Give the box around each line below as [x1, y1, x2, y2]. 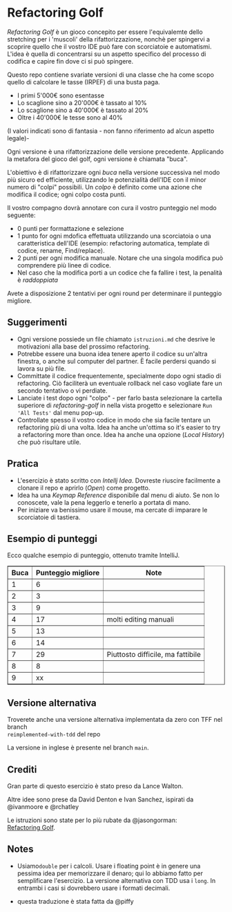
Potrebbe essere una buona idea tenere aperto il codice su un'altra [17, 349, 208, 357]
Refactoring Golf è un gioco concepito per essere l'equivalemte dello [7, 28, 203, 36]
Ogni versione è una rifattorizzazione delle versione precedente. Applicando [7, 147, 224, 156]
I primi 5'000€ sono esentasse [17, 91, 105, 100]
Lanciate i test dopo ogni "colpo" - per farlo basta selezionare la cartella [17, 393, 222, 402]
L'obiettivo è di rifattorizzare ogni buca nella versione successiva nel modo [7, 168, 220, 176]
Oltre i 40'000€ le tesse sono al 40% [17, 113, 123, 122]
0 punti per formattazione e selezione [17, 224, 124, 232]
